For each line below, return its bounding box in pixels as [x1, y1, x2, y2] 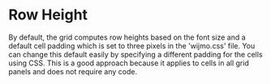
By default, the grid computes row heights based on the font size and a [8, 32, 246, 42]
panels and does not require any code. [8, 66, 138, 76]
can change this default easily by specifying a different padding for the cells [8, 49, 263, 59]
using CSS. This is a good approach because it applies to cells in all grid [8, 58, 249, 68]
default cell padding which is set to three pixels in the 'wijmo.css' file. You [8, 40, 256, 50]
